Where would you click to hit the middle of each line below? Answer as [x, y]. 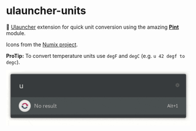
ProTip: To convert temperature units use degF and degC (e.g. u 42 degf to [96, 56]
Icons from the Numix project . [42, 44]
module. [16, 33]
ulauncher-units [46, 11]
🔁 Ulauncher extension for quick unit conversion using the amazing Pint [93, 27]
